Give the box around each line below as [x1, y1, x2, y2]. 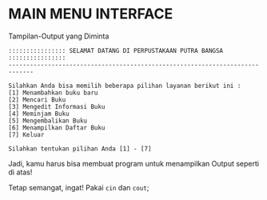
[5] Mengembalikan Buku [8, 117, 88, 125]
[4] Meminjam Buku [8, 110, 70, 118]
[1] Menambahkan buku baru [8, 89, 98, 97]
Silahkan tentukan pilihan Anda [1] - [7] [8, 145, 152, 153]
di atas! [8, 167, 33, 177]
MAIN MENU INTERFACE [8, 5, 173, 23]
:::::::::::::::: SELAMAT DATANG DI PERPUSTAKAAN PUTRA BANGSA [8, 46, 224, 54]
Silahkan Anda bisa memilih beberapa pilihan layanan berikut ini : [8, 82, 241, 90]
